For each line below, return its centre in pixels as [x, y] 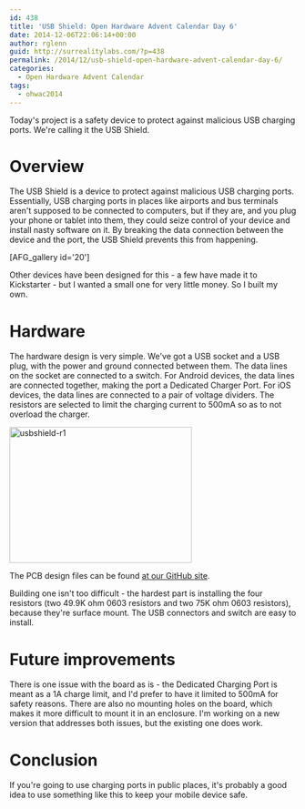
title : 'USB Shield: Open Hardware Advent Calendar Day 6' [124, 26]
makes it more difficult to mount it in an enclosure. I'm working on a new [145, 713]
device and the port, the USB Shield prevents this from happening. [134, 240]
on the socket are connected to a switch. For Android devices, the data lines [152, 376]
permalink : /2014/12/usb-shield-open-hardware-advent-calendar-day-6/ [146, 60]
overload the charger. [50, 414]
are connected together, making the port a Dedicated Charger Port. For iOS [150, 385]
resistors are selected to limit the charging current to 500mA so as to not [146, 405]
